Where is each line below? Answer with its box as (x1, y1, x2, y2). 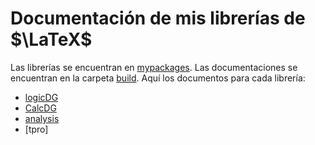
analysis (24, 112, 60, 124)
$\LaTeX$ (10, 28, 93, 51)
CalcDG (24, 102, 57, 114)
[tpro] (24, 123, 49, 135)
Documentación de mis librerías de (10, 7, 306, 30)
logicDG (24, 91, 59, 103)
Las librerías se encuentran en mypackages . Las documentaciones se (10, 61, 298, 73)
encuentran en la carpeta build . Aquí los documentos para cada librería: (10, 72, 306, 84)
